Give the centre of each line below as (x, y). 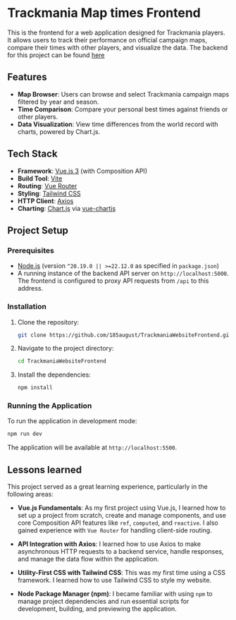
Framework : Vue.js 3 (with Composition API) (82, 171)
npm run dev (25, 434)
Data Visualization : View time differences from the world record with (118, 124)
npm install (35, 388)
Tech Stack (32, 154)
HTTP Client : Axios (45, 201)
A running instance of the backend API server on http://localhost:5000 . (123, 274)
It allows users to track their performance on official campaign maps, (107, 39)
